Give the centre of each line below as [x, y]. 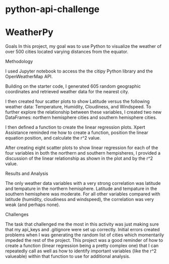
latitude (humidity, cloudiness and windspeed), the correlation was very [80, 200]
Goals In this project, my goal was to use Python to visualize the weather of [83, 46]
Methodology [19, 61]
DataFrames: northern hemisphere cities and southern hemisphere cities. [81, 117]
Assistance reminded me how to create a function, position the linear [77, 133]
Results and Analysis [27, 174]
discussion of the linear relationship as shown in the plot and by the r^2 [79, 158]
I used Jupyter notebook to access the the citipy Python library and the [79, 71]
